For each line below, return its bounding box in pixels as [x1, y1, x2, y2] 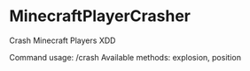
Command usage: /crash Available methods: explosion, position [9, 52, 242, 62]
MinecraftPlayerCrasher [9, 6, 191, 26]
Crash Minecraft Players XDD [9, 35, 116, 46]
